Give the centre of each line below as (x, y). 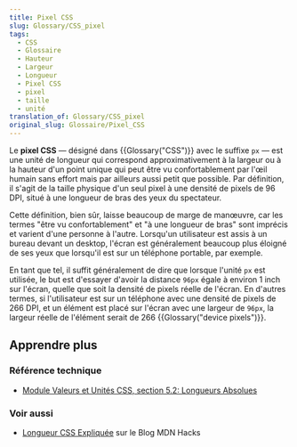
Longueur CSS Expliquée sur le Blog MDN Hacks (111, 432)
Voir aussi (31, 413)
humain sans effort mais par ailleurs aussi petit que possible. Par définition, (147, 179)
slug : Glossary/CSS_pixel (57, 26)
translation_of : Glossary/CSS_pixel (77, 117)
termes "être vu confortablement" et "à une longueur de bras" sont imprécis (149, 224)
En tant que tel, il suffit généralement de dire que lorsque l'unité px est (137, 270)
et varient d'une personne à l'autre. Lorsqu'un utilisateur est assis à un (138, 234)
